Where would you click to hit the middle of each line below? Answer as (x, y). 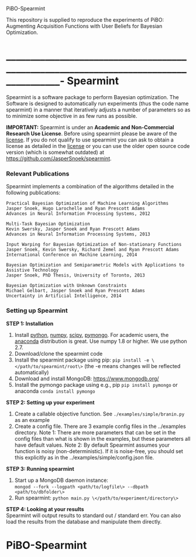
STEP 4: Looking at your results (45, 509)
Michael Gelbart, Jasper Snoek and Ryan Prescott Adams (75, 291)
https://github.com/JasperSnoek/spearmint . (59, 158)
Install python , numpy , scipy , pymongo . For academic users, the (92, 335)
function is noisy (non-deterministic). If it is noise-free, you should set (99, 451)
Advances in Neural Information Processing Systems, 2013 (78, 234)
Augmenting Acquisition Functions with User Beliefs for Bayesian (84, 26)
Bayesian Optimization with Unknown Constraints (66, 286)
